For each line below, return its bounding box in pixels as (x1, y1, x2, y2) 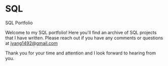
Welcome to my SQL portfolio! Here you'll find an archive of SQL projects (5, 29, 157, 35)
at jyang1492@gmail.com (5, 40, 58, 46)
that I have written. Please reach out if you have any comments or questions (5, 35, 163, 41)
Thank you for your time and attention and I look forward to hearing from (5, 50, 156, 56)
